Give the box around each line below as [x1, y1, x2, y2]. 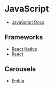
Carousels [4, 65, 36, 73]
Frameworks [4, 33, 43, 41]
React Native [11, 46, 37, 51]
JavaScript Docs [11, 19, 44, 25]
